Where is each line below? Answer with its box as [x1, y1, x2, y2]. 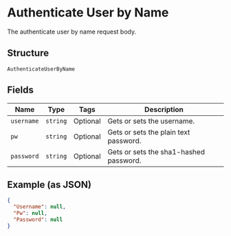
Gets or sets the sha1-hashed [107, 147, 205, 156]
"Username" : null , [13, 204, 67, 211]
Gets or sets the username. [107, 116, 195, 126]
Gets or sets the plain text [107, 127, 190, 137]
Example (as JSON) [7, 178, 91, 190]
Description [144, 104, 184, 114]
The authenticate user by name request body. [7, 27, 137, 36]
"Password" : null [13, 216, 63, 223]
